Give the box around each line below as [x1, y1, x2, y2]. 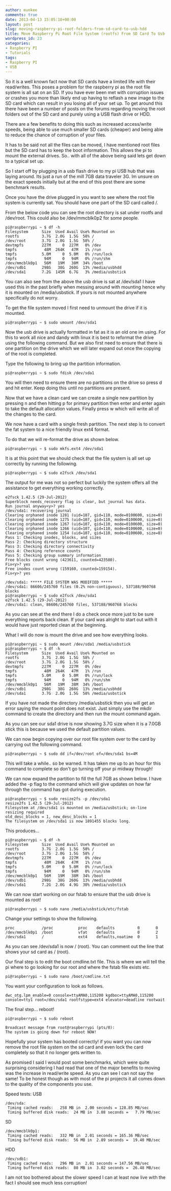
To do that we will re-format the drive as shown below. [5, 437, 120, 443]
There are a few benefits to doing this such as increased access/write [5, 121, 152, 127]
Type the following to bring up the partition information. [5, 361, 121, 367]
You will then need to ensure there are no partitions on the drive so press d [5, 379, 162, 386]
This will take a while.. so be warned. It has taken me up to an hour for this [5, 760, 161, 767]
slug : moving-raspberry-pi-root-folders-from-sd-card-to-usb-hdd [5, 27, 147, 32]
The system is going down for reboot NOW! [5, 1029, 97, 1035]
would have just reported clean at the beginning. [5, 622, 107, 628]
